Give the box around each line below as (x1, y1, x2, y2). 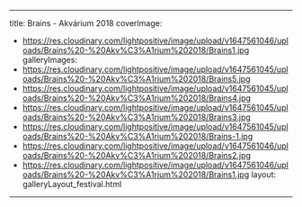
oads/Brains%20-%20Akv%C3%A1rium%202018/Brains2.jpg (22, 150, 252, 160)
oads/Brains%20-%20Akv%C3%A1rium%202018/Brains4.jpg (22, 93, 252, 103)
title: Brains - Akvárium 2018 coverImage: (9, 18, 163, 28)
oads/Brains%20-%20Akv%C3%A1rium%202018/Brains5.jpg (22, 74, 251, 84)
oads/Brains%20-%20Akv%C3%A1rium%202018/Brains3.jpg (22, 112, 252, 122)
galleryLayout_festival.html (22, 179, 122, 189)
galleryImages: (22, 55, 78, 65)
